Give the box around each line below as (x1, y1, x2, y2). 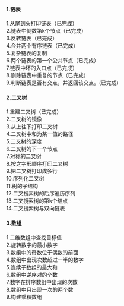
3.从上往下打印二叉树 (6, 123, 58, 130)
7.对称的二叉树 (6, 153, 42, 160)
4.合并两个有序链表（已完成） (6, 42, 79, 49)
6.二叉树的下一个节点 (6, 146, 58, 153)
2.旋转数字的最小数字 (6, 241, 58, 248)
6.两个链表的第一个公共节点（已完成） (6, 57, 100, 64)
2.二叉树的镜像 (6, 116, 43, 123)
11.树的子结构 (6, 182, 39, 190)
